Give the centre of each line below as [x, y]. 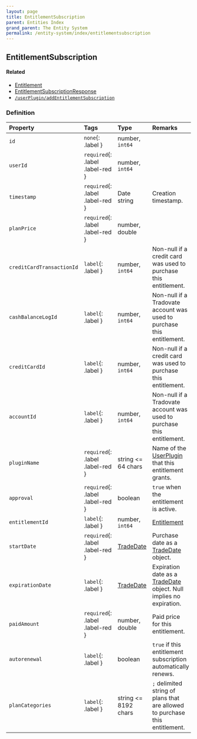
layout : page [22, 11]
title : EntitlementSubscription [45, 17]
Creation [164, 193]
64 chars [130, 466]
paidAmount [24, 624]
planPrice [23, 229]
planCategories [30, 706]
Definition [21, 113]
